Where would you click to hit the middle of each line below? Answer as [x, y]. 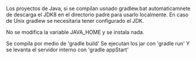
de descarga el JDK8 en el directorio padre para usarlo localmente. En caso [97, 15]
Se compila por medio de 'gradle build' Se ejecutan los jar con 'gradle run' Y [98, 44]
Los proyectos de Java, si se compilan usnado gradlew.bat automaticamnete [98, 8]
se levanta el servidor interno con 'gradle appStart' [67, 50]
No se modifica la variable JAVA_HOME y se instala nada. [75, 32]
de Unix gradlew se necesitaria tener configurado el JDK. [75, 21]
